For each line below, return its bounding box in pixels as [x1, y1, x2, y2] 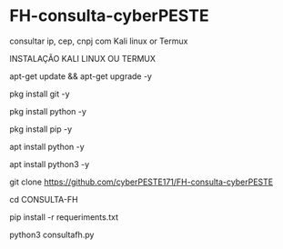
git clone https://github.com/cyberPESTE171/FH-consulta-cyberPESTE [9, 176, 274, 187]
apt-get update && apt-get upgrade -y [9, 70, 153, 82]
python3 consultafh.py [9, 229, 95, 240]
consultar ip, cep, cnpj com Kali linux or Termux [9, 35, 188, 46]
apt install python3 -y [9, 158, 90, 169]
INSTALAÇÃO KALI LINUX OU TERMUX [9, 53, 157, 64]
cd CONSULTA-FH [9, 194, 79, 204]
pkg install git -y [9, 88, 70, 99]
